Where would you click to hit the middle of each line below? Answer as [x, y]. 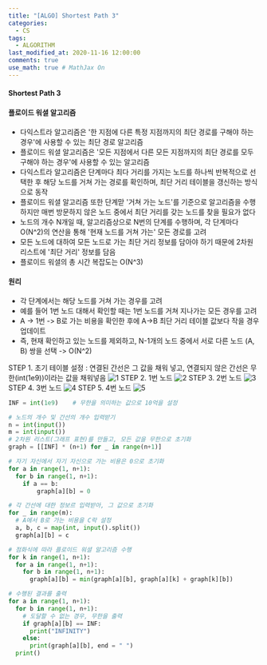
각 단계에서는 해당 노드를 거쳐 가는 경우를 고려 [91, 301]
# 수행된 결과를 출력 [37, 594]
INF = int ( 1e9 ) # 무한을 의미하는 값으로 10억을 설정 [93, 403]
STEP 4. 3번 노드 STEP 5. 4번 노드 [70, 388]
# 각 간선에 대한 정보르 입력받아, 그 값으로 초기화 [81, 506]
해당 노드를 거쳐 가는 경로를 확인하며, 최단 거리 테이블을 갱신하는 [143, 181]
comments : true [33, 61]
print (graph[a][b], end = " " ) [81, 646]
